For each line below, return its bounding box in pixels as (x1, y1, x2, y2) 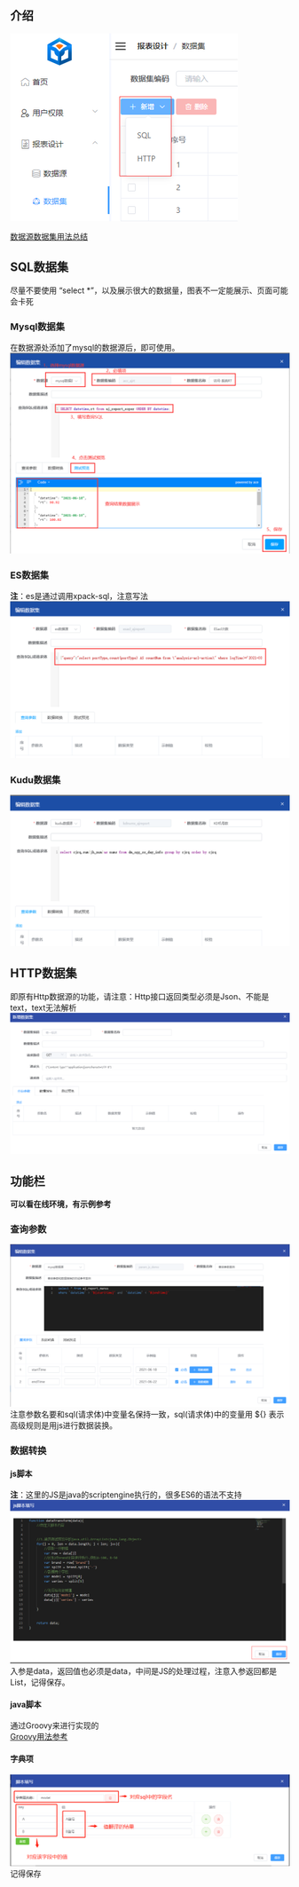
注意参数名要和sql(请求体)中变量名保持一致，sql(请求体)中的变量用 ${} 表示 (10, 1409, 285, 1420)
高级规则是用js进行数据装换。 (10, 1420, 118, 1431)
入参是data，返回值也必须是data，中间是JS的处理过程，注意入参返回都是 (10, 1666, 278, 1677)
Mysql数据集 (10, 320, 66, 333)
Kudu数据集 (10, 773, 61, 786)
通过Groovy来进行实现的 (10, 1720, 99, 1731)
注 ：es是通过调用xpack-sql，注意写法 (10, 591, 149, 602)
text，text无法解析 (10, 1002, 77, 1013)
